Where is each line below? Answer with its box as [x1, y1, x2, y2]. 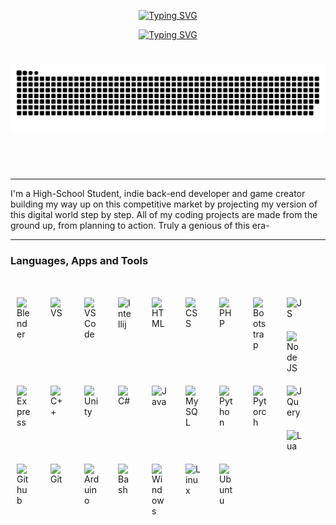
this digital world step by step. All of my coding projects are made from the [10, 209, 318, 221]
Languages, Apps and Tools [10, 254, 149, 268]
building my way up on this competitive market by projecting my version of [10, 198, 318, 210]
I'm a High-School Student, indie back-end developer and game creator [10, 188, 306, 200]
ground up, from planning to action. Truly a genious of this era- [10, 220, 270, 232]
